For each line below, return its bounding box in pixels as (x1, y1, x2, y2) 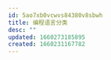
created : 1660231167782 (8, 41, 86, 48)
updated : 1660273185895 (8, 33, 86, 41)
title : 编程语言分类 (8, 19, 68, 26)
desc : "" (8, 26, 37, 34)
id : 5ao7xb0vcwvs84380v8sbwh (8, 11, 103, 19)
